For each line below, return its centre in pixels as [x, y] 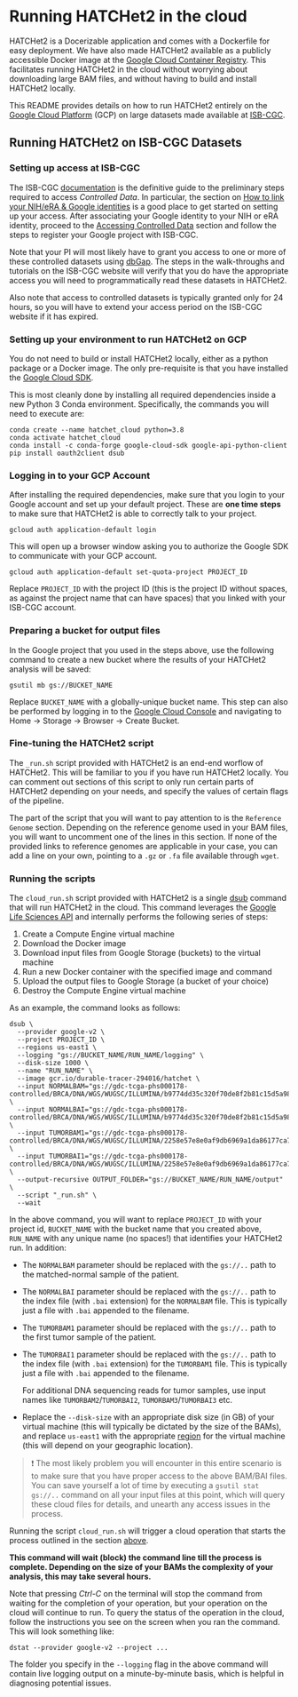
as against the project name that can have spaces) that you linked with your [147, 598]
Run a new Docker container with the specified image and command [147, 972]
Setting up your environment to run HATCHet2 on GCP [128, 339]
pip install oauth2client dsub [67, 453]
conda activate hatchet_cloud [65, 437]
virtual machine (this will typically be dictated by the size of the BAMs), [152, 1427]
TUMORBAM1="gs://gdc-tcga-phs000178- [118, 1133]
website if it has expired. [54, 316]
